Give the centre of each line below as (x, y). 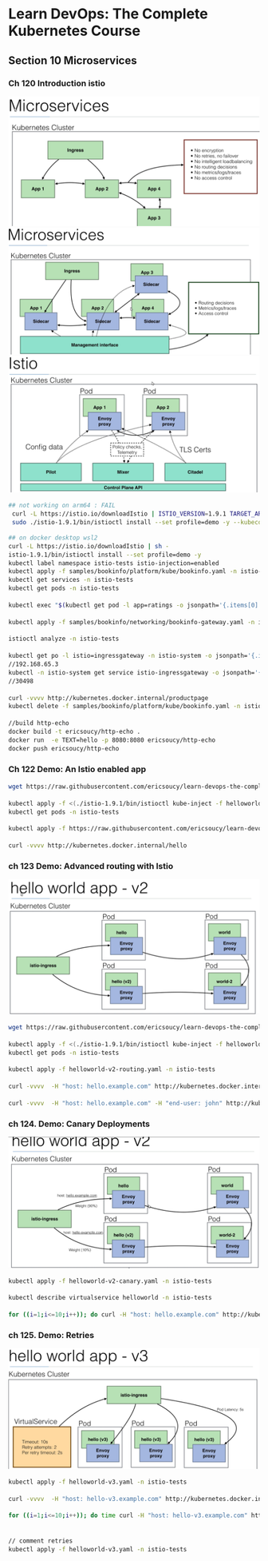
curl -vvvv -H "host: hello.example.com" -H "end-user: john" (116, 1103)
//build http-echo (39, 723)
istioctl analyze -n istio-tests (64, 639)
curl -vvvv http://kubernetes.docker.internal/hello (98, 846)
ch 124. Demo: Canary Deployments (79, 1124)
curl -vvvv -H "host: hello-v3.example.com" (85, 1499)
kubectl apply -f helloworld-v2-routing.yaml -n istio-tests (112, 1069)
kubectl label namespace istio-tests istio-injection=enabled (114, 563)
